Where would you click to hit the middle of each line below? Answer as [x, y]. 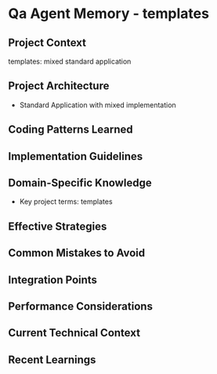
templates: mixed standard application [70, 61]
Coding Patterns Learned [71, 130]
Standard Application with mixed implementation [98, 105]
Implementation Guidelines [76, 156]
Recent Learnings [52, 359]
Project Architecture [59, 86]
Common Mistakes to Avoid [77, 253]
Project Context [47, 43]
